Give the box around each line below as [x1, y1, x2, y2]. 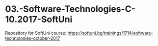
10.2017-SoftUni [5, 14, 73, 25]
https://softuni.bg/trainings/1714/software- [67, 30, 153, 36]
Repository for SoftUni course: [5, 30, 67, 36]
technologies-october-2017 [5, 35, 60, 41]
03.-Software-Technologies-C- [5, 3, 136, 15]
